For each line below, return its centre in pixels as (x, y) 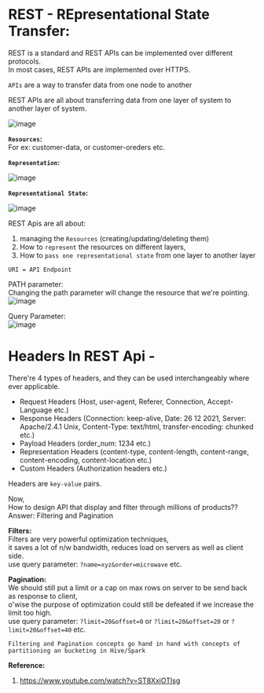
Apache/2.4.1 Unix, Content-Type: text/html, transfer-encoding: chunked (136, 427)
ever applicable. (34, 386)
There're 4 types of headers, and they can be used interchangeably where (129, 378)
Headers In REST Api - (82, 356)
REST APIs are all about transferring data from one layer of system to (120, 100)
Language (36, 409)
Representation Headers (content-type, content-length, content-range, (134, 451)
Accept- (220, 401)
